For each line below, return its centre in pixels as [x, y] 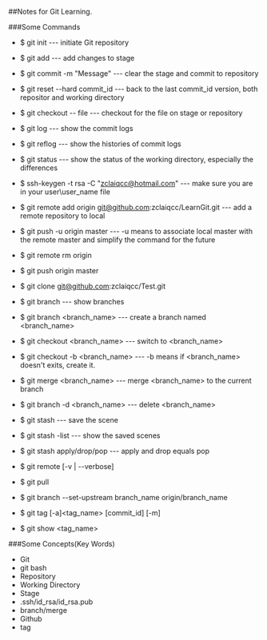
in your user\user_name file [65, 192]
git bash [33, 568]
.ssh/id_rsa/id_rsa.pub [56, 602]
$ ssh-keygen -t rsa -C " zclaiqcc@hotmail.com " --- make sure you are [136, 183]
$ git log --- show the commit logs [76, 128]
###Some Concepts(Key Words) [62, 544]
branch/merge [44, 610]
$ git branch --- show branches [72, 302]
